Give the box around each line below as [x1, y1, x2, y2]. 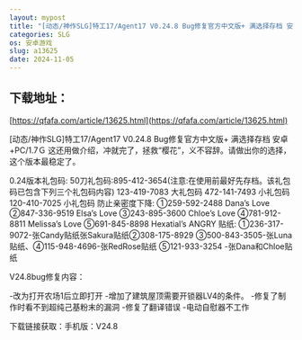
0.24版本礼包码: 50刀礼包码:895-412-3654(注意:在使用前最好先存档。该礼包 [9, 174, 291, 185]
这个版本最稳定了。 [9, 156, 81, 166]
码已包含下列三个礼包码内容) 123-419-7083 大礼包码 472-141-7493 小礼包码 [9, 186, 290, 197]
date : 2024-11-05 [9, 55, 75, 64]
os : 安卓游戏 [9, 38, 53, 48]
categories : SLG [9, 30, 70, 39]
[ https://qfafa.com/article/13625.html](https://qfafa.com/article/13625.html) [9, 114, 289, 126]
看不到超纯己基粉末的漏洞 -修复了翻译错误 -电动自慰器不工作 [24, 301, 250, 312]
